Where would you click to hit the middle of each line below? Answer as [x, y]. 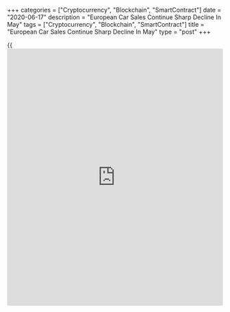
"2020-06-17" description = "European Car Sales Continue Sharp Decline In [114, 17]
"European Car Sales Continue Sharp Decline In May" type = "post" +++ [109, 32]
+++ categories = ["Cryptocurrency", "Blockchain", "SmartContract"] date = [114, 10]
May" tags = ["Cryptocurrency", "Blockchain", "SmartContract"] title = [106, 24]
